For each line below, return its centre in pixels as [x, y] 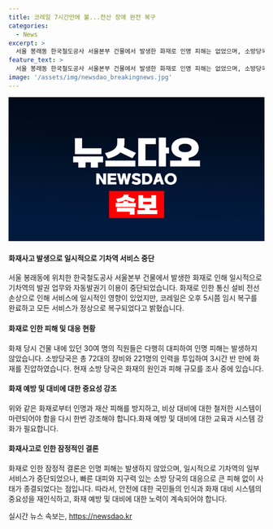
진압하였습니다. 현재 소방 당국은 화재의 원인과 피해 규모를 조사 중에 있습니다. [143, 368]
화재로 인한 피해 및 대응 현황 [52, 329]
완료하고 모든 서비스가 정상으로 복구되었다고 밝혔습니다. [96, 308]
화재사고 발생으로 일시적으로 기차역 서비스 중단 [82, 258]
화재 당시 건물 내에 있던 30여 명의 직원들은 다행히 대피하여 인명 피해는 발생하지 [133, 348]
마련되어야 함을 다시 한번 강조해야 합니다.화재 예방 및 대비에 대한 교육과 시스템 [132, 418]
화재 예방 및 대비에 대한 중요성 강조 [63, 389]
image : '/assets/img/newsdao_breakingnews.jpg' [91, 77]
